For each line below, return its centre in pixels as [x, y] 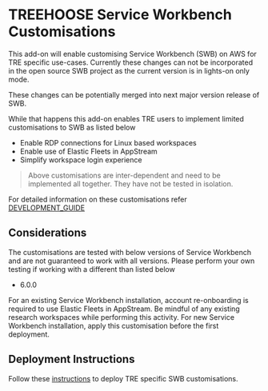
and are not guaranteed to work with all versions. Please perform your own [132, 261]
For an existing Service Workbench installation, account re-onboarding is [129, 300]
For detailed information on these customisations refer [98, 199]
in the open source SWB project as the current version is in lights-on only [129, 70]
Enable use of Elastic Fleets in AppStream [88, 151]
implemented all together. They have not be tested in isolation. [130, 184]
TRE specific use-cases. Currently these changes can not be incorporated [131, 62]
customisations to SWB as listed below [72, 127]
